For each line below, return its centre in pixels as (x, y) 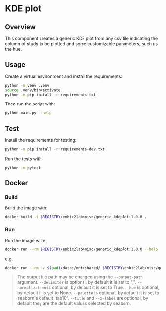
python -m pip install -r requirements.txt (51, 95)
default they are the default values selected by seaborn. (74, 303)
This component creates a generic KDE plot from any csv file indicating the (82, 38)
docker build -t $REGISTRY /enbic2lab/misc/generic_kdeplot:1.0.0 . (76, 217)
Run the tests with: (24, 159)
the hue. (14, 49)
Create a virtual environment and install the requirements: (64, 76)
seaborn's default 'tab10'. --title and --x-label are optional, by (83, 298)
